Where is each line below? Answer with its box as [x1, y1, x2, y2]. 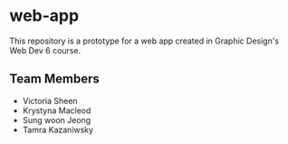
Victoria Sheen [22, 95, 79, 106]
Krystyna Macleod [22, 105, 91, 116]
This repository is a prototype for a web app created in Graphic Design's [9, 35, 280, 46]
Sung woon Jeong [22, 114, 91, 125]
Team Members [9, 72, 100, 87]
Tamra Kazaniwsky [22, 124, 93, 135]
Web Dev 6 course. [9, 44, 82, 55]
